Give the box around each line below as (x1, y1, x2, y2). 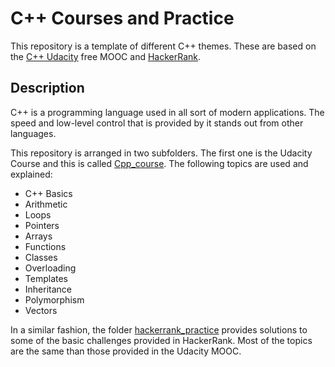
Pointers (24, 219, 60, 231)
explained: (10, 168, 53, 180)
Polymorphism (24, 293, 85, 306)
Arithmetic (24, 198, 68, 210)
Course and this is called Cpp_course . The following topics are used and (10, 157, 309, 169)
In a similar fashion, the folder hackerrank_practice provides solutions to (10, 323, 308, 336)
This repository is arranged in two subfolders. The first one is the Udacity (10, 147, 313, 159)
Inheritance (24, 283, 73, 295)
